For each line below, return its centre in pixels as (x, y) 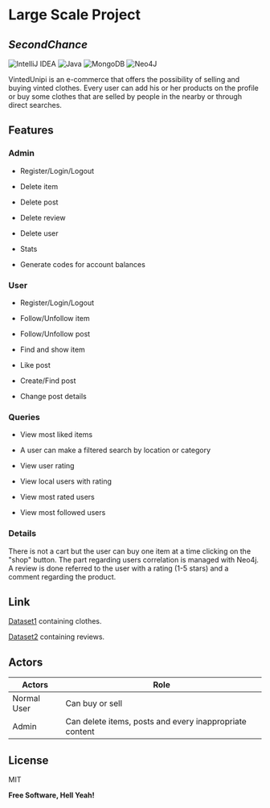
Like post (35, 365)
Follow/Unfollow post (55, 334)
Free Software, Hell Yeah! (51, 795)
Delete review (43, 217)
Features (31, 130)
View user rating (47, 466)
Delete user (39, 233)
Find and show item (53, 349)
